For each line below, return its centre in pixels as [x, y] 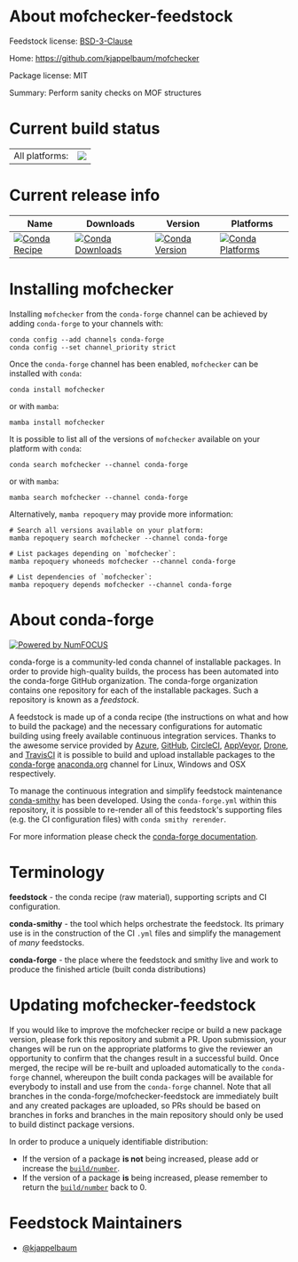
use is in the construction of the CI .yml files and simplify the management [145, 933]
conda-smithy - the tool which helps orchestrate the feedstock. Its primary [147, 923]
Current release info [85, 195]
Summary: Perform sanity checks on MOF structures [106, 92]
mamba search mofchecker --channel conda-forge [99, 497]
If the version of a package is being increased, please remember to [145, 1178]
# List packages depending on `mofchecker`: [93, 553]
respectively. [32, 773]
